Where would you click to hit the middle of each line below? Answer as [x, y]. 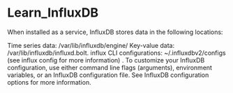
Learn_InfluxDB [53, 13]
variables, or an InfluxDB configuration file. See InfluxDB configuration [108, 75]
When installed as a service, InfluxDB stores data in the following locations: [115, 32]
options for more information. [50, 82]
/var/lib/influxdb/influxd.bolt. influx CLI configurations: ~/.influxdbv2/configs [116, 53]
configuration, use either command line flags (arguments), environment [110, 67]
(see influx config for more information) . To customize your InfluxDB [106, 60]
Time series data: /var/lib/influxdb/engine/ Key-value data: [91, 45]
